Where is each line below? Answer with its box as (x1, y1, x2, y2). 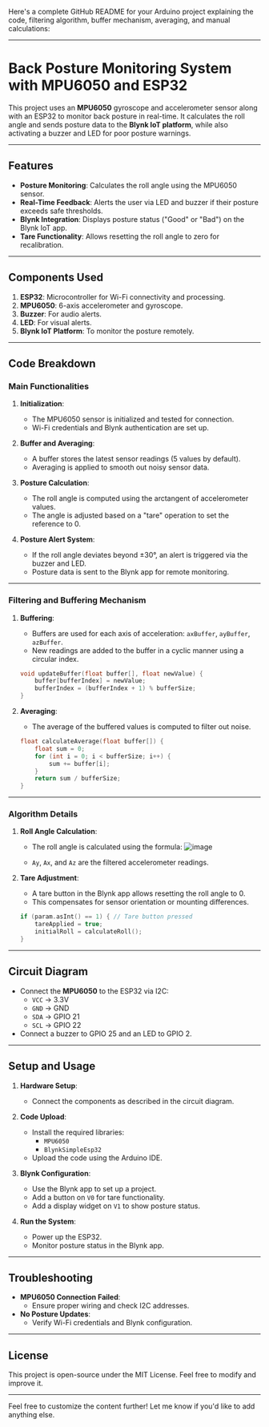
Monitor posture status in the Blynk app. (31, 1240, 164, 1250)
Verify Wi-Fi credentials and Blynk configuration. (31, 1318, 193, 1328)
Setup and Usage (8, 1059, 96, 1073)
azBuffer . (31, 637, 63, 647)
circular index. (31, 654, 79, 663)
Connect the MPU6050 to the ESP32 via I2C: (19, 986, 170, 996)
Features (8, 159, 54, 173)
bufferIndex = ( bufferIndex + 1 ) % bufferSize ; (34, 684, 196, 692)
